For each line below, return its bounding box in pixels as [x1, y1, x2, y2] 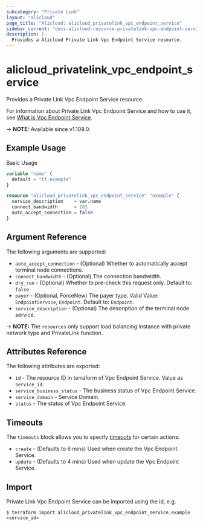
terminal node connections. [14, 266, 83, 273]
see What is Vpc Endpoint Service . [6, 113, 92, 121]
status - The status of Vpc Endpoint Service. [14, 400, 127, 407]
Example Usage [6, 143, 66, 153]
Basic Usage [6, 159, 38, 166]
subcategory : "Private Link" [6, 8, 80, 15]
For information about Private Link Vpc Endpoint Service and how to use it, [6, 107, 192, 115]
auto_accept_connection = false [11, 209, 94, 216]
